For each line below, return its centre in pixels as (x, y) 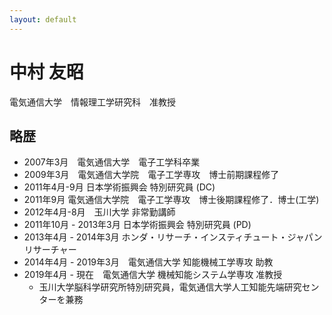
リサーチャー (50, 250)
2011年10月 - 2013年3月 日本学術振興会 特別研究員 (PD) (137, 225)
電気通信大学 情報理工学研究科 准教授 (92, 102)
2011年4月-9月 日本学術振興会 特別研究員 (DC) (119, 187)
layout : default (43, 19)
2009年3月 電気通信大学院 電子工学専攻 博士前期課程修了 (151, 175)
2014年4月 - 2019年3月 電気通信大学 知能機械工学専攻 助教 (148, 262)
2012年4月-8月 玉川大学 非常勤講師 (99, 212)
